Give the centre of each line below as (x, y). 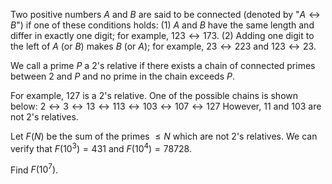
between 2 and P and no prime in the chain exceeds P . (122, 76)
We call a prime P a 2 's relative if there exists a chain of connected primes (163, 65)
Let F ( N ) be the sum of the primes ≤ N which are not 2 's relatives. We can (164, 136)
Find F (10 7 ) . (34, 169)
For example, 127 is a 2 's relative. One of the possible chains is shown (154, 95)
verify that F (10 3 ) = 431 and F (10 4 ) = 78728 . (101, 147)
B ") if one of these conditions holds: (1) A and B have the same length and (162, 25)
